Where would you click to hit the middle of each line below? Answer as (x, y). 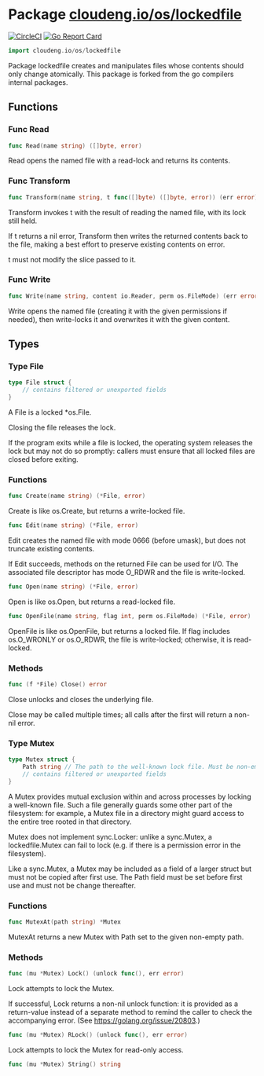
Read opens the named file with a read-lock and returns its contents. (119, 161)
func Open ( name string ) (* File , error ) (73, 587)
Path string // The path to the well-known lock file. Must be (128, 767)
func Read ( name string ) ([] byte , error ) (75, 146)
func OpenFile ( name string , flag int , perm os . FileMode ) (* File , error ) (130, 616)
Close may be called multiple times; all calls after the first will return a (121, 715)
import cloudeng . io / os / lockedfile (65, 50)
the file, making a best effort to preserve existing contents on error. (117, 244)
